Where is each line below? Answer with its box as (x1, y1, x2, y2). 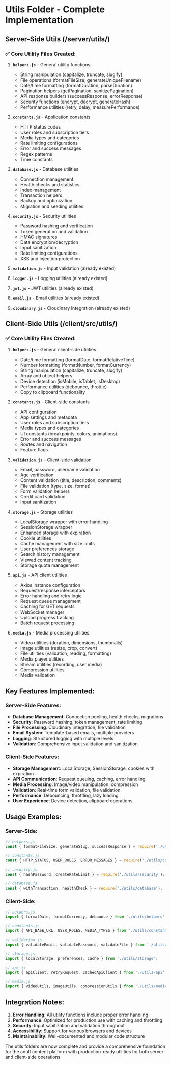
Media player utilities (20, 655, 64, 662)
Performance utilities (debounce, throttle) (20, 384, 107, 390)
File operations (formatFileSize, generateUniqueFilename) (20, 77, 141, 83)
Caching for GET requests (20, 603, 75, 610)
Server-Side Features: (5, 702, 61, 709)
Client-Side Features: (5, 753, 60, 760)
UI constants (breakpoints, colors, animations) (20, 430, 117, 437)
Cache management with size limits (20, 540, 95, 546)
